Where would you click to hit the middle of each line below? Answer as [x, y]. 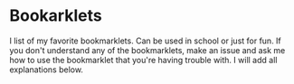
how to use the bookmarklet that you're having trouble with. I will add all [143, 60]
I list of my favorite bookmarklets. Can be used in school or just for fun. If [146, 41]
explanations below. [47, 70]
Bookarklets [56, 16]
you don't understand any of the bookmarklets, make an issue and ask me [147, 50]
